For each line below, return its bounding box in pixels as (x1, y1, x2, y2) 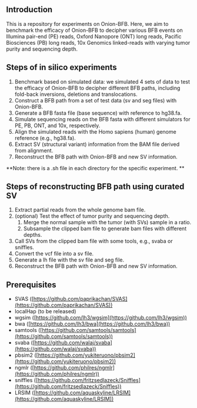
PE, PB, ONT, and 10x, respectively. (14, 122, 101, 129)
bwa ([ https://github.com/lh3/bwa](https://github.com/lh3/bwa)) (14, 320, 171, 327)
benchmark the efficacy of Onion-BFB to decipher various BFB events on (6, 26, 183, 34)
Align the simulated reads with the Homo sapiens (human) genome (14, 128, 176, 135)
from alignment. (14, 147, 54, 154)
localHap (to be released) (14, 308, 76, 315)
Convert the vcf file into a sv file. (14, 250, 94, 257)
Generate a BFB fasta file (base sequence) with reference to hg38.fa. (14, 109, 182, 117)
